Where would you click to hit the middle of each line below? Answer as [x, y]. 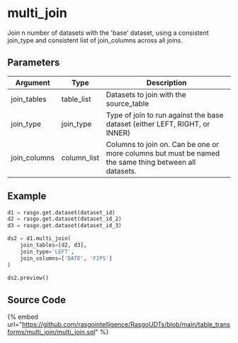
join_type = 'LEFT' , [47, 251]
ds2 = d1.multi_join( [39, 239]
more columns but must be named [163, 153]
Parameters [34, 63]
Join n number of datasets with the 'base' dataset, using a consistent [108, 33]
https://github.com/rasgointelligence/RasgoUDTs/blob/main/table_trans [126, 325]
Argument [33, 82]
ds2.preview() [28, 278]
